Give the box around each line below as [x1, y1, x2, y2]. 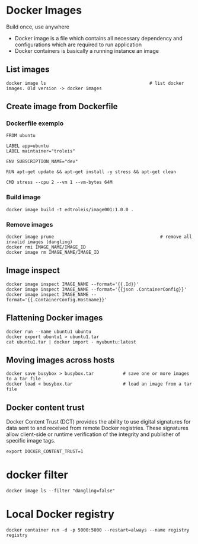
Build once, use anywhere [6, 23, 70, 30]
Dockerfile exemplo [6, 119, 64, 128]
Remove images [6, 220, 53, 228]
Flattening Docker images [6, 313, 103, 323]
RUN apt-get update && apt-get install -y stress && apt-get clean [6, 169, 177, 175]
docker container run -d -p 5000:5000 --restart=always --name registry [6, 527, 190, 533]
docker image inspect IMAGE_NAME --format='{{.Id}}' [6, 281, 139, 287]
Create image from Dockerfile [6, 101, 118, 112]
